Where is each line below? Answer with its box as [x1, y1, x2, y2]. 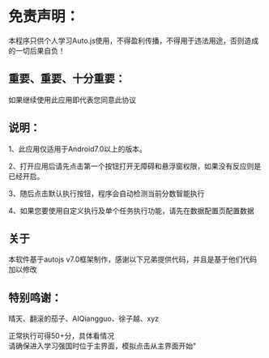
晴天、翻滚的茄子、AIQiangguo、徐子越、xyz [8, 313, 160, 324]
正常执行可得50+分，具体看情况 [8, 331, 115, 341]
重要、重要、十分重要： [8, 72, 126, 86]
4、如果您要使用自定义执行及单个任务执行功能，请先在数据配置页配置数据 [8, 206, 255, 215]
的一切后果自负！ [8, 45, 66, 55]
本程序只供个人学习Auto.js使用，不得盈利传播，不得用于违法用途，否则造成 [8, 36, 259, 45]
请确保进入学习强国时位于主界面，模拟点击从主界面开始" [8, 341, 197, 351]
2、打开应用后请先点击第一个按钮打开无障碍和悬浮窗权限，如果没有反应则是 [8, 161, 262, 171]
